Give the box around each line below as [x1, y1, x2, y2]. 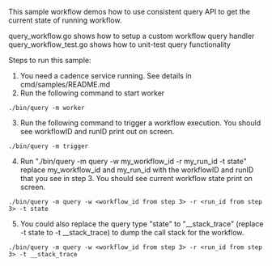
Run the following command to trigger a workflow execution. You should [19, 118, 261, 128]
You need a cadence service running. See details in [19, 71, 192, 80]
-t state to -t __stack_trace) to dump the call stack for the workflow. [19, 228, 244, 237]
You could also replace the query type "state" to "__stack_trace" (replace [19, 219, 264, 229]
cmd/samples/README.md [19, 80, 111, 89]
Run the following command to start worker [19, 88, 165, 98]
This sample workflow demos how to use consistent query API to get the [8, 7, 251, 16]
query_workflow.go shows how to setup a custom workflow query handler [8, 32, 255, 40]
